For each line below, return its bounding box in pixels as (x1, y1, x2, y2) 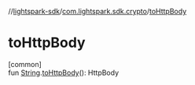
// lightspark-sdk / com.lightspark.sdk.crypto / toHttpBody (8, 7, 187, 16)
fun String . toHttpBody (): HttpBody (8, 68, 120, 77)
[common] (8, 59, 42, 69)
